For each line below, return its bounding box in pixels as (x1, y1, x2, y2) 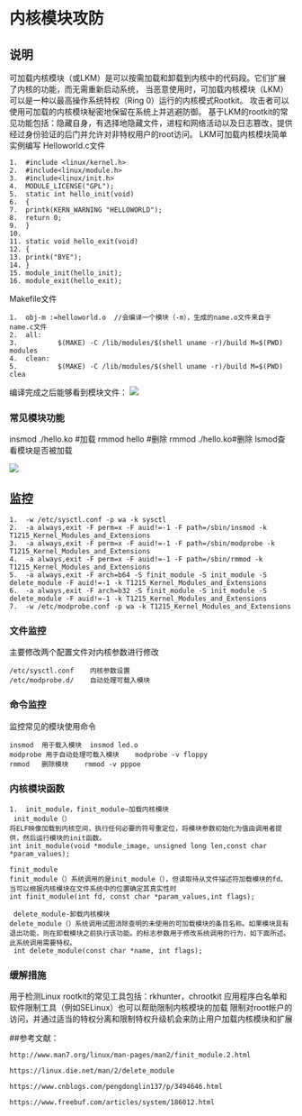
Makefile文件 (9, 294, 58, 304)
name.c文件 (9, 323, 48, 332)
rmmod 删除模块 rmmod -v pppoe (9, 759, 141, 769)
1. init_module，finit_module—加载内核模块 (9, 805, 169, 814)
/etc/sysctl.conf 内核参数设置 (9, 666, 130, 676)
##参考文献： (9, 1033, 59, 1044)
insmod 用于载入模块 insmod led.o (9, 740, 138, 749)
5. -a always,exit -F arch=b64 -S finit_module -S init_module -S (9, 571, 268, 580)
